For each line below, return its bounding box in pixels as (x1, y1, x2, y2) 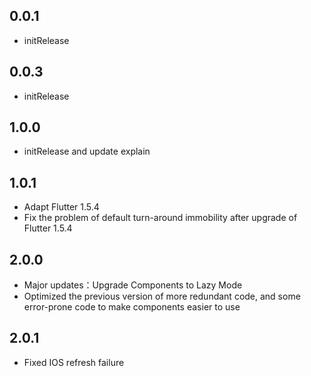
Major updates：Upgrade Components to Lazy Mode (23, 279, 243, 291)
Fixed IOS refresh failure (23, 356, 125, 368)
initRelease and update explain (23, 145, 151, 158)
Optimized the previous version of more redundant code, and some (23, 290, 301, 303)
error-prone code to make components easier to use (23, 301, 241, 313)
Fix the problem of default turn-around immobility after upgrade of (23, 212, 298, 224)
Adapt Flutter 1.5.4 (23, 201, 100, 213)
